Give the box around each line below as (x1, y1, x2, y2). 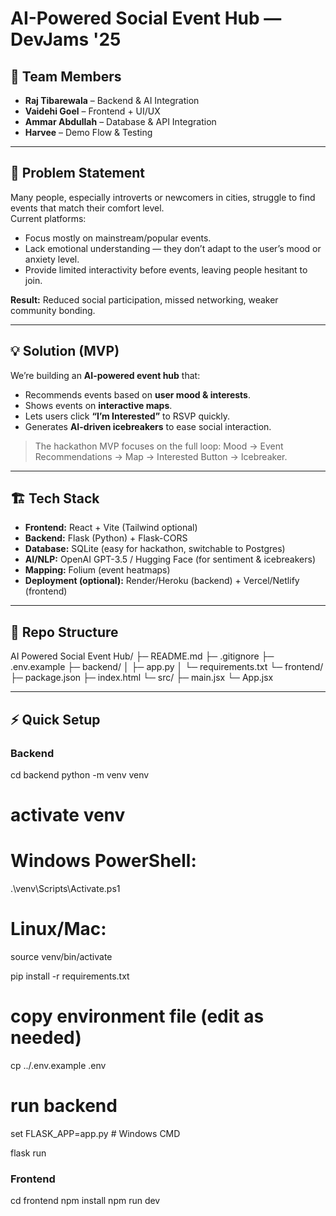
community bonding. (10, 304, 96, 316)
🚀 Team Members (10, 68, 122, 85)
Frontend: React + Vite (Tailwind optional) (24, 522, 198, 534)
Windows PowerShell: (10, 850, 197, 872)
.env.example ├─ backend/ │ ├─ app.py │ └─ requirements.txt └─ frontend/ (10, 661, 324, 673)
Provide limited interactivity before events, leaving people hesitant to (24, 263, 308, 276)
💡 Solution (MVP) (10, 343, 120, 360)
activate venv (10, 804, 126, 827)
